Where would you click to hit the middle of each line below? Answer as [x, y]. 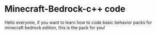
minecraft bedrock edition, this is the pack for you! [55, 27]
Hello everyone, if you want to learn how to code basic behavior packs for [78, 22]
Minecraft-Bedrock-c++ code [65, 9]
